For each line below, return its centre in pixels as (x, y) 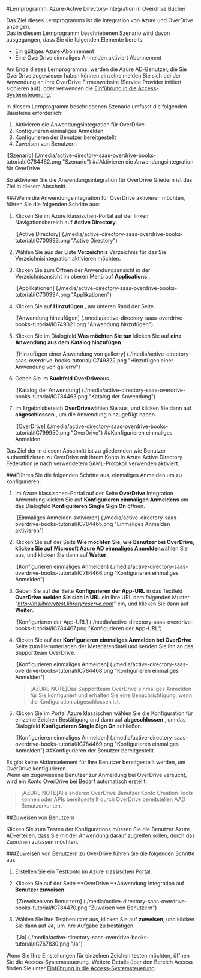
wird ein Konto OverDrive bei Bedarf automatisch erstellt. (77, 781)
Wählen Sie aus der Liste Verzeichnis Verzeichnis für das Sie (91, 252)
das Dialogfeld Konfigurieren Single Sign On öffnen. (80, 506)
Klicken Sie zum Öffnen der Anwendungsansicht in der (82, 270)
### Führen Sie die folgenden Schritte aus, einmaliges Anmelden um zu (94, 475)
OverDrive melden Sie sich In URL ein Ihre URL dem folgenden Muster (102, 597)
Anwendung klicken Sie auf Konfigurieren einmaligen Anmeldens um (102, 500)
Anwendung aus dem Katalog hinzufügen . (69, 342)
